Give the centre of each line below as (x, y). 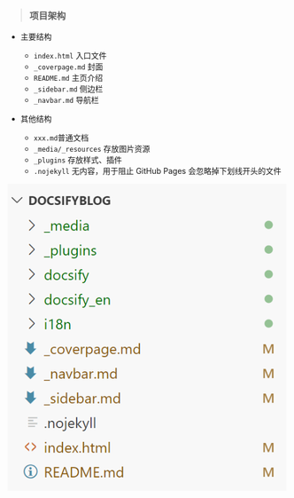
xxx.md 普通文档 (61, 138)
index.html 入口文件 (70, 56)
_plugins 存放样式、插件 (77, 160)
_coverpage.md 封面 (68, 67)
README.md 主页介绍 (68, 78)
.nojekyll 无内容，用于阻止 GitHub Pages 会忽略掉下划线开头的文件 (157, 171)
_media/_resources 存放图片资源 (92, 149)
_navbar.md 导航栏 (66, 100)
